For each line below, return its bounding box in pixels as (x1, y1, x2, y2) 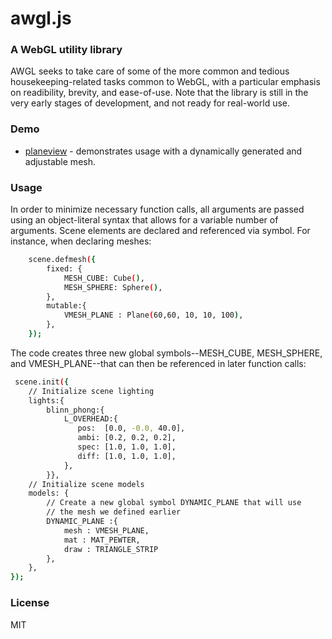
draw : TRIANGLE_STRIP (63, 544, 159, 554)
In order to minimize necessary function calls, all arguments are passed (10, 203, 305, 216)
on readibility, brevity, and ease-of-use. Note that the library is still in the (10, 87, 309, 99)
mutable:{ (46, 301, 87, 311)
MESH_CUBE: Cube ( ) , (63, 273, 145, 283)
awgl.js (10, 7, 72, 30)
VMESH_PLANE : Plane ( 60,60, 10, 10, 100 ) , (63, 310, 244, 321)
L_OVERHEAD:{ (63, 414, 118, 424)
